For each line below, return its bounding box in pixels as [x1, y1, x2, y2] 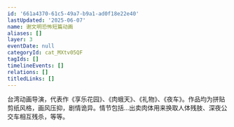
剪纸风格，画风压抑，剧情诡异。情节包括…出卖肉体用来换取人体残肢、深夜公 [7, 104, 228, 112]
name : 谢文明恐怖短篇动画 [7, 23, 74, 30]
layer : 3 [7, 36, 33, 43]
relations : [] [7, 68, 49, 75]
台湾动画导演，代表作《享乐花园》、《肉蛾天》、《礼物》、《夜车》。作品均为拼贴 [7, 95, 226, 103]
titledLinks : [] [7, 75, 55, 82]
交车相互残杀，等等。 [7, 112, 69, 121]
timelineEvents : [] [7, 62, 64, 69]
